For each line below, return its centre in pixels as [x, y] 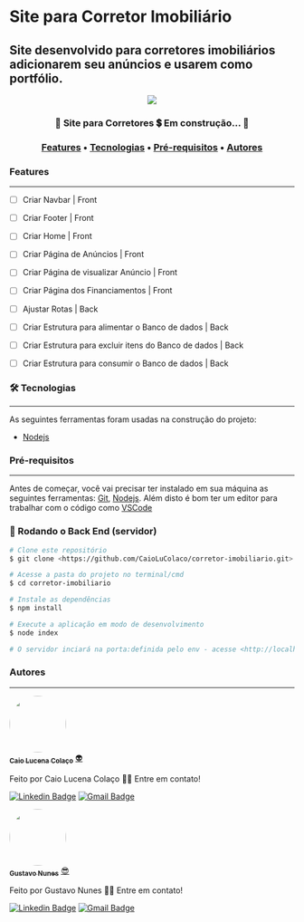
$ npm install [36, 609]
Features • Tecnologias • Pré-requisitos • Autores [152, 147]
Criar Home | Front [57, 236]
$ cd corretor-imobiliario [60, 583]
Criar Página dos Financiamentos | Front [97, 291]
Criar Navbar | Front [60, 200]
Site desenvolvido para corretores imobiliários [142, 50]
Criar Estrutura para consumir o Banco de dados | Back [125, 363]
